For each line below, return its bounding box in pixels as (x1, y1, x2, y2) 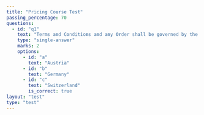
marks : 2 (17, 43, 40, 49)
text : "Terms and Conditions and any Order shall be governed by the (17, 32, 199, 38)
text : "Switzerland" (28, 83, 81, 89)
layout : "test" (6, 94, 45, 100)
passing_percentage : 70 (6, 15, 67, 21)
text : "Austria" (28, 60, 70, 66)
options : (17, 49, 40, 55)
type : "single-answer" (17, 37, 75, 43)
